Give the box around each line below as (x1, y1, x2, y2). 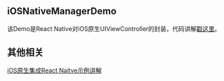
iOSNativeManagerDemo (7, 5, 117, 17)
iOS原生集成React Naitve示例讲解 (7, 66, 102, 74)
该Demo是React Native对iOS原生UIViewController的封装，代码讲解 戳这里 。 (7, 24, 221, 33)
